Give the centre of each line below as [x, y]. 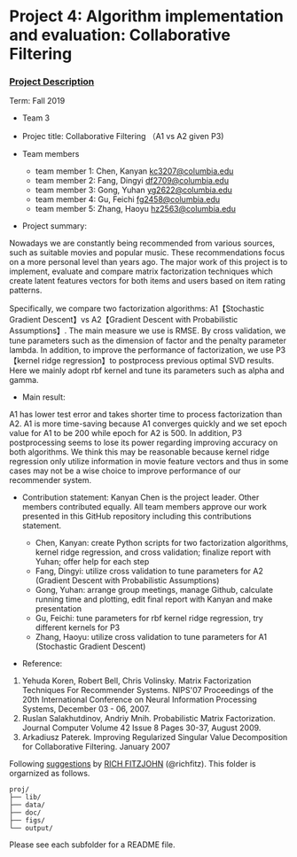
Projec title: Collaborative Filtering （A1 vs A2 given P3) [123, 136]
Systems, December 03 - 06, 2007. [86, 709]
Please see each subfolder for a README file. [92, 845]
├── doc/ [25, 813]
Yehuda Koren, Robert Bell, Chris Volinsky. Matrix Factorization [137, 681]
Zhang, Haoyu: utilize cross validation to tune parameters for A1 [151, 637]
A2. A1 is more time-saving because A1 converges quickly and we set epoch [148, 424]
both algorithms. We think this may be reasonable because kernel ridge [140, 452]
